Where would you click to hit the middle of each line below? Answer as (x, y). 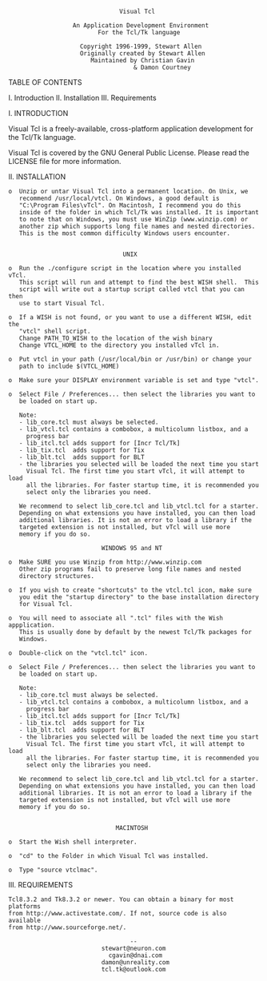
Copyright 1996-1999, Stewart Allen (141, 46)
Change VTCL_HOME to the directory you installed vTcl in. (119, 345)
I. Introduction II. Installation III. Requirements (83, 98)
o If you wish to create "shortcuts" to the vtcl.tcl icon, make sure (130, 590)
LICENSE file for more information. (65, 161)
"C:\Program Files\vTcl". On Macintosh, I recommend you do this (130, 205)
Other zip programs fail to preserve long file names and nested (130, 569)
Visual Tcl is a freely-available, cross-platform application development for (131, 129)
